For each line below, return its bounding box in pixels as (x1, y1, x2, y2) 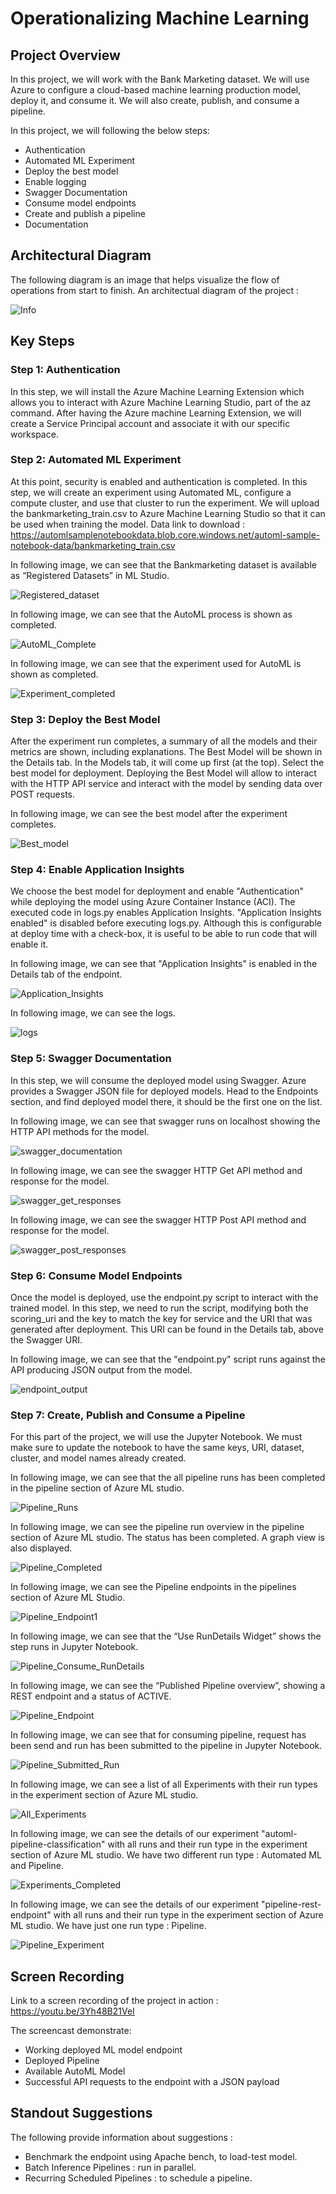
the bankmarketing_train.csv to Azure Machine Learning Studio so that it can (10, 507, 326, 519)
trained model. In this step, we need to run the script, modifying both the (10, 1302, 309, 1314)
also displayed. (10, 1542, 73, 1554)
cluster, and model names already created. (10, 1452, 187, 1464)
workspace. (10, 428, 59, 440)
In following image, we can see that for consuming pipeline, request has (10, 1729, 307, 1741)
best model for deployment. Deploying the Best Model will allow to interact (10, 767, 317, 779)
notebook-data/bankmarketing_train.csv (10, 539, 176, 551)
